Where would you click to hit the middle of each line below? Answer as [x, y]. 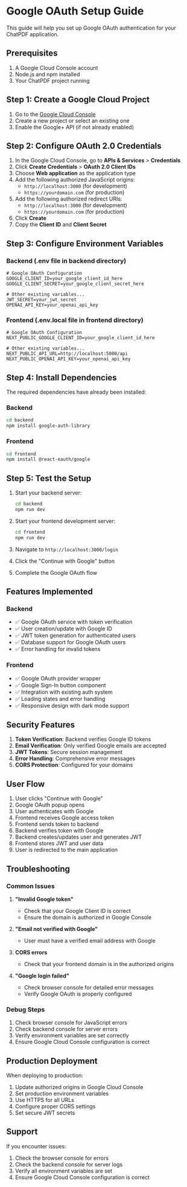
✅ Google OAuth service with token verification [74, 622]
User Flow [26, 784]
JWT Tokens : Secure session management [68, 752]
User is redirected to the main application [66, 850]
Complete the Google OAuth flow [56, 572]
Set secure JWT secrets [45, 1113]
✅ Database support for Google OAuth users [70, 642]
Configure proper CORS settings [55, 1106]
